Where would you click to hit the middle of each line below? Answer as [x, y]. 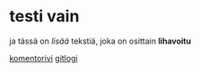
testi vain [44, 16]
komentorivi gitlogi [43, 58]
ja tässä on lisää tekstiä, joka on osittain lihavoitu [100, 41]
